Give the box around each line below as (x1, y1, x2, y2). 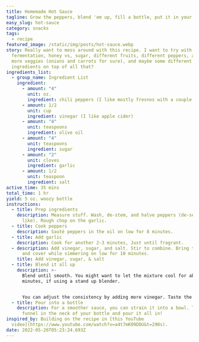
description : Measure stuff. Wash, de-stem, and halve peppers (17, 212, 176, 218)
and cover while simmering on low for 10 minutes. (21, 251, 150, 257)
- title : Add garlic (11, 234, 62, 240)
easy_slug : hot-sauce (6, 20, 60, 25)
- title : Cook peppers (11, 223, 68, 229)
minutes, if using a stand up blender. (21, 278, 120, 284)
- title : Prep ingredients (11, 207, 78, 213)
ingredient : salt (27, 179, 70, 185)
